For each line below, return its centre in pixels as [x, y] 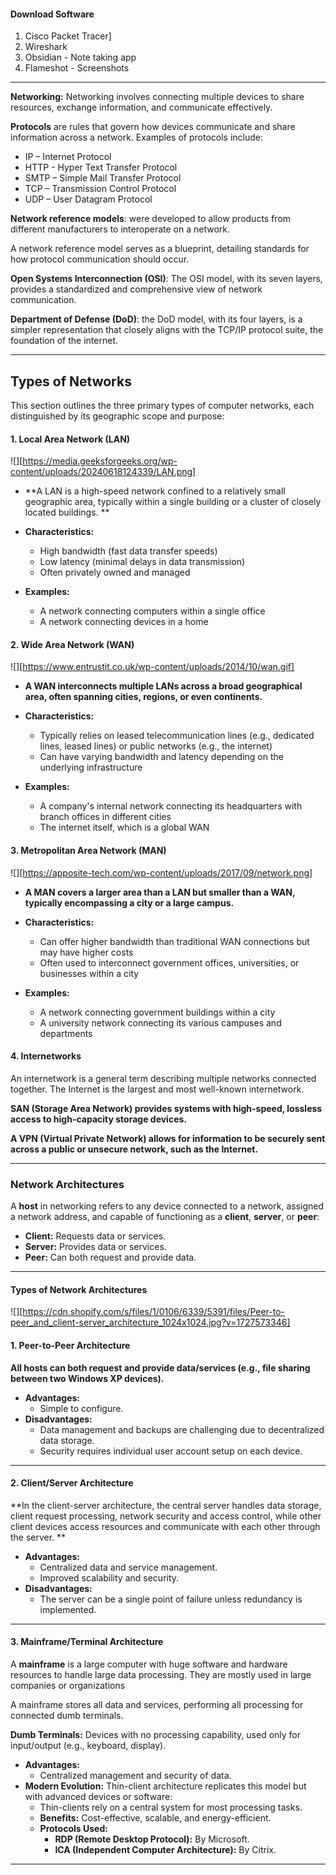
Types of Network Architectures [79, 1289]
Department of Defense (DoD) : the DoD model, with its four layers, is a [156, 319]
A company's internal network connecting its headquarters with [171, 806]
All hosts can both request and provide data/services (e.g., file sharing [160, 1367]
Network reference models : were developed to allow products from [151, 219]
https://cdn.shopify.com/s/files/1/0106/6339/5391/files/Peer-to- [154, 1312]
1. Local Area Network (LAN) [70, 439]
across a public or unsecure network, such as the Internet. [134, 1149]
